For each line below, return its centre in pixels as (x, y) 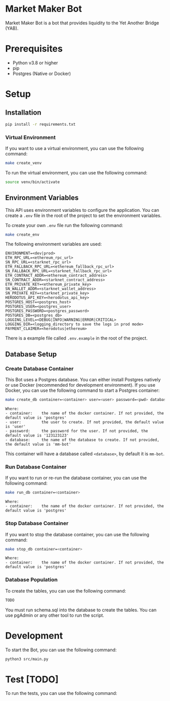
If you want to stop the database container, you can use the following (77, 534)
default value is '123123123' (37, 436)
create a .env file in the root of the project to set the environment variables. (83, 215)
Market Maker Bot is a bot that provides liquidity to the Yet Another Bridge (82, 23)
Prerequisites (34, 49)
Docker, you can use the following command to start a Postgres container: (82, 390)
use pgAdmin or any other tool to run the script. (55, 615)
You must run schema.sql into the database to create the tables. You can (81, 610)
